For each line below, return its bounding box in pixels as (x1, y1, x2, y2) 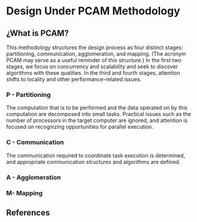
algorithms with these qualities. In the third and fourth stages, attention (6, 69, 180, 76)
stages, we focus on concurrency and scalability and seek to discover (6, 63, 178, 70)
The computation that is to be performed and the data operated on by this (6, 104, 188, 111)
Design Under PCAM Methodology (6, 4, 180, 18)
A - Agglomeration (6, 173, 61, 181)
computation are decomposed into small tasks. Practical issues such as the (6, 111, 192, 118)
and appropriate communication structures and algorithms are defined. (6, 158, 181, 165)
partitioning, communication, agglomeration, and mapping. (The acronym (6, 50, 186, 57)
